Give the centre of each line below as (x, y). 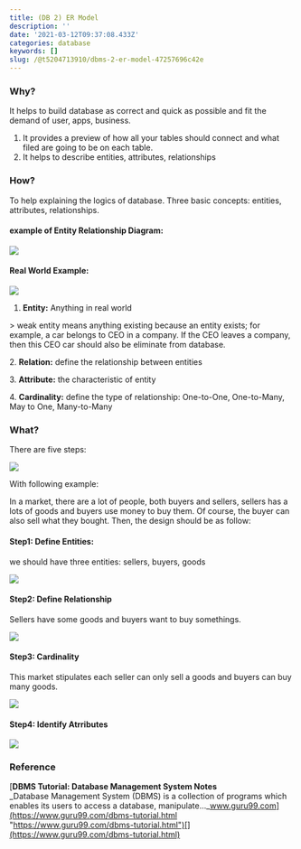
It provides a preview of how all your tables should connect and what (151, 138)
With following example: (54, 484)
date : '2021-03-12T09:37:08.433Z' (75, 34)
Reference (33, 767)
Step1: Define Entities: (52, 541)
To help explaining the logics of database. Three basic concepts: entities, (146, 201)
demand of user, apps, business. (70, 121)
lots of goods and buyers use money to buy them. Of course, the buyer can (150, 511)
